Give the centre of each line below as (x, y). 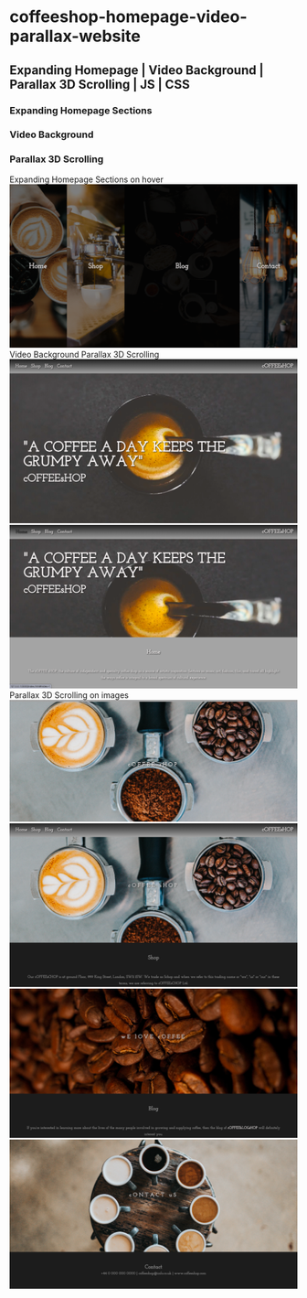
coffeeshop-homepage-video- (129, 17)
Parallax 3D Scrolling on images (69, 695)
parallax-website (75, 36)
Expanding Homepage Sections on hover (87, 179)
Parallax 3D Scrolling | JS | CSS (100, 84)
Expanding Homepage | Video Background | (137, 70)
